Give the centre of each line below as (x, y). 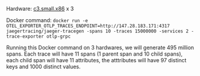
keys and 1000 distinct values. (43, 66)
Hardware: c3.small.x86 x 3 (40, 9)
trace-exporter (25, 37)
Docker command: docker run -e (47, 20)
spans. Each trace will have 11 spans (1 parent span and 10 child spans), (94, 54)
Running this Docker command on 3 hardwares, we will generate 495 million (100, 48)
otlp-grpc (58, 37)
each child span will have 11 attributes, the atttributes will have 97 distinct (96, 60)
